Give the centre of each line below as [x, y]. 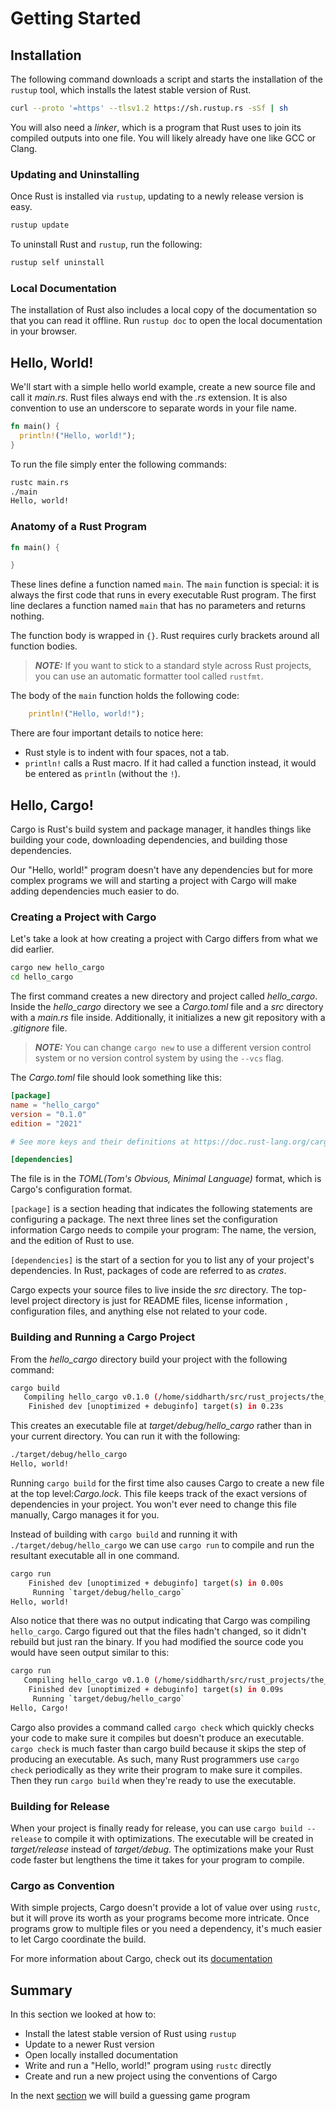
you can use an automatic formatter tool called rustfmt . [149, 676]
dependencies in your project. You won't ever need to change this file [153, 1504]
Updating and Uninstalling [75, 174]
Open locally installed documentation [101, 2055]
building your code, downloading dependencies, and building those [149, 840]
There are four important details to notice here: [107, 733]
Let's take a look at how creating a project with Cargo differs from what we [164, 939]
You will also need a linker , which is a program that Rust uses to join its [156, 127]
